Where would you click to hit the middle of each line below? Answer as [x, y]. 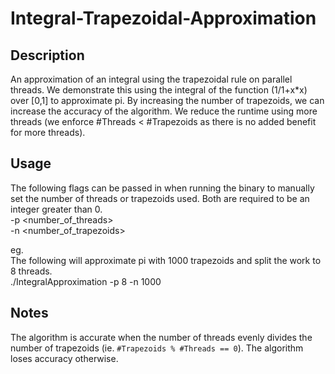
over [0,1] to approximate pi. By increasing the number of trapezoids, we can [167, 100]
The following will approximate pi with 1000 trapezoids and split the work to [166, 260]
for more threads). [48, 132]
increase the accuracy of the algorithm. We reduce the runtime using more [164, 111]
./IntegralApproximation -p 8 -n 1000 [86, 281]
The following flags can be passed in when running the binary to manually [162, 188]
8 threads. [31, 271]
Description [47, 55]
